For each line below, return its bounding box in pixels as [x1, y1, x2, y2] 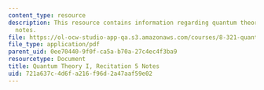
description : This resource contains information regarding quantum [8, 19, 237, 27]
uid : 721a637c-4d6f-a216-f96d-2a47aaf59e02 [8, 70, 153, 77]
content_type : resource [8, 11, 86, 20]
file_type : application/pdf [8, 41, 101, 49]
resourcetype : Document [8, 56, 86, 63]
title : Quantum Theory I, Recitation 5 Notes [8, 63, 159, 70]
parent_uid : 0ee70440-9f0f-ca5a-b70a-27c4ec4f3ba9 [8, 48, 178, 56]
